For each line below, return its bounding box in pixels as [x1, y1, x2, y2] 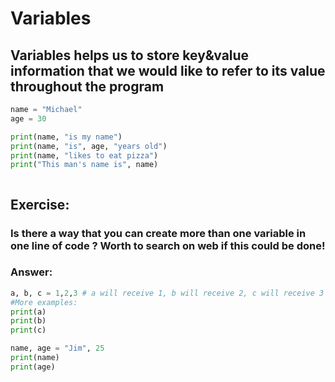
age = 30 [10, 113, 47, 124]
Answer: [10, 265, 53, 279]
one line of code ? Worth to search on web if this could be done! [10, 238, 326, 252]
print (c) [10, 325, 47, 336]
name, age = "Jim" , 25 [10, 343, 105, 354]
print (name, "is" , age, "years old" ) [10, 141, 168, 151]
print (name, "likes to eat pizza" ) [10, 150, 159, 161]
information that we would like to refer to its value [10, 62, 326, 79]
